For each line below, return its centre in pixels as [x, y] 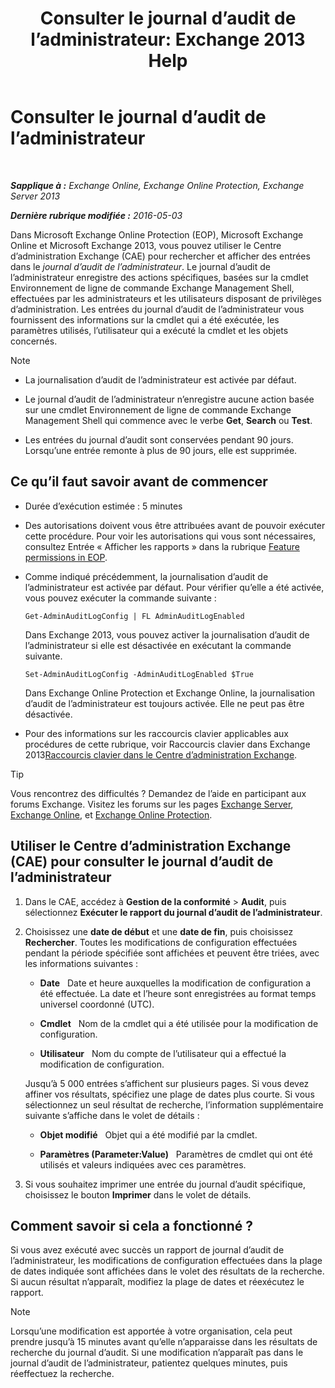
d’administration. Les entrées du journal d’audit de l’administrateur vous [157, 309]
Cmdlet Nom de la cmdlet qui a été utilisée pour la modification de [179, 1023]
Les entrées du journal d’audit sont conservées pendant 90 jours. [159, 439]
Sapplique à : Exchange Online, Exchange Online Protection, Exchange [157, 185]
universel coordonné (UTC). [97, 1004]
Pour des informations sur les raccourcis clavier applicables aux [157, 733]
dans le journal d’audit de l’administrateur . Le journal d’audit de [140, 266]
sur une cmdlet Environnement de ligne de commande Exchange [158, 409]
